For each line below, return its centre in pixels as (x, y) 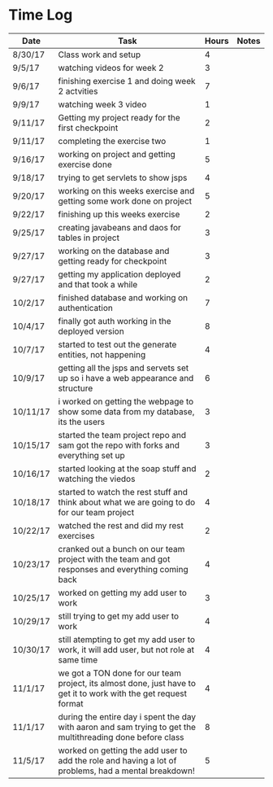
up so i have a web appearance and (126, 378)
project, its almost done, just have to (127, 683)
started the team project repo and (122, 435)
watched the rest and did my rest (121, 525)
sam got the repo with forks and (119, 445)
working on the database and (114, 251)
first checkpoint (88, 128)
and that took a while (98, 284)
